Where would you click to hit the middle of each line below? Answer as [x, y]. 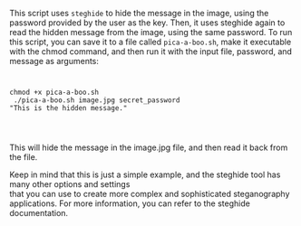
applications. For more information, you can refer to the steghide [130, 203]
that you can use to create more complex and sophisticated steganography [150, 193]
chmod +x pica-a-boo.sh [54, 92]
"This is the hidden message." [68, 108]
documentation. [39, 212]
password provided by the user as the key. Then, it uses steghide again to [147, 23]
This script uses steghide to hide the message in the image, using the [139, 13]
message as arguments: [54, 61]
